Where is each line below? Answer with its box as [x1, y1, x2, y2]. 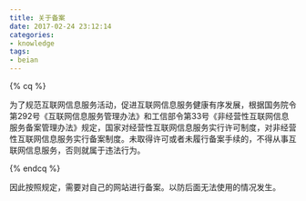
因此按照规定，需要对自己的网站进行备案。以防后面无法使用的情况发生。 [9, 182, 280, 192]
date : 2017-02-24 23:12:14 [9, 22, 112, 31]
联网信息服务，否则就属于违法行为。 [9, 145, 146, 156]
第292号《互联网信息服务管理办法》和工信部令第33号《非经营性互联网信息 [9, 111, 290, 121]
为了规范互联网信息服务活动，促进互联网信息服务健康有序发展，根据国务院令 [9, 99, 297, 110]
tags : [9, 47, 30, 56]
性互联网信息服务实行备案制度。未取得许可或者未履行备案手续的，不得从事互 [9, 134, 297, 144]
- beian [9, 55, 39, 65]
